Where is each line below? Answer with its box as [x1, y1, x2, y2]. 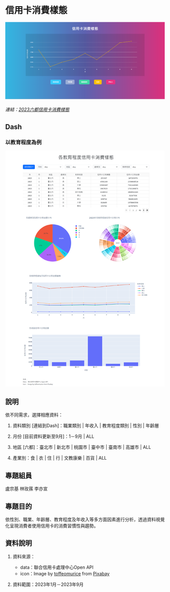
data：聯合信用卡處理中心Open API [20, 564, 94, 570]
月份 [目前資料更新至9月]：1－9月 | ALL [12, 433, 95, 439]
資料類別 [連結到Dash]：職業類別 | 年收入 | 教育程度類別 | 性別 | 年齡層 [12, 423, 159, 429]
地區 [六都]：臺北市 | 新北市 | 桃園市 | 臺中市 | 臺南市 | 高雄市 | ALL [12, 444, 151, 450]
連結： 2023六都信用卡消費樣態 [5, 107, 70, 113]
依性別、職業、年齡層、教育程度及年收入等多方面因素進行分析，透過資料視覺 [5, 516, 165, 523]
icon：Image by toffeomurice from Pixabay [20, 570, 110, 576]
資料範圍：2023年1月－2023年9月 [12, 581, 84, 587]
